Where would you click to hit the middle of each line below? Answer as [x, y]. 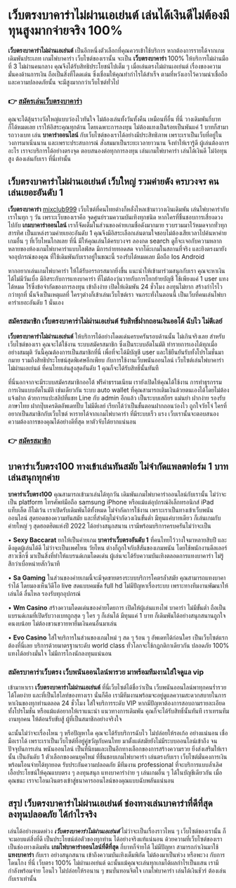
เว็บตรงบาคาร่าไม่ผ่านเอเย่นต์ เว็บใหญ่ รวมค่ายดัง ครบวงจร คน [114, 181]
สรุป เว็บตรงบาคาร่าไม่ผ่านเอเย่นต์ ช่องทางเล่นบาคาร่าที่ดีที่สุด [110, 803]
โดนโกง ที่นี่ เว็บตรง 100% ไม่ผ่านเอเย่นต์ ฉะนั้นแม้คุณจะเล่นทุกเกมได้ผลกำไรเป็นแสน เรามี [113, 863]
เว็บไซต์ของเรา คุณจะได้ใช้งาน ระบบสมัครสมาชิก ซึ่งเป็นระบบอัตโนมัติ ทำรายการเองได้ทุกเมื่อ [113, 344]
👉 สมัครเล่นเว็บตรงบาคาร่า [45, 101]
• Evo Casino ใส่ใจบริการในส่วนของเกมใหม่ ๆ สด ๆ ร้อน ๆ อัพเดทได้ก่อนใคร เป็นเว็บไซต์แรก [118, 638]
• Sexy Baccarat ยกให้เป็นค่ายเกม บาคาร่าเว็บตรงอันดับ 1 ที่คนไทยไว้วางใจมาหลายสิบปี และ [118, 540]
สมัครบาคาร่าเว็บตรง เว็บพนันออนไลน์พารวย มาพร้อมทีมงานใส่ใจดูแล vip [106, 672]
